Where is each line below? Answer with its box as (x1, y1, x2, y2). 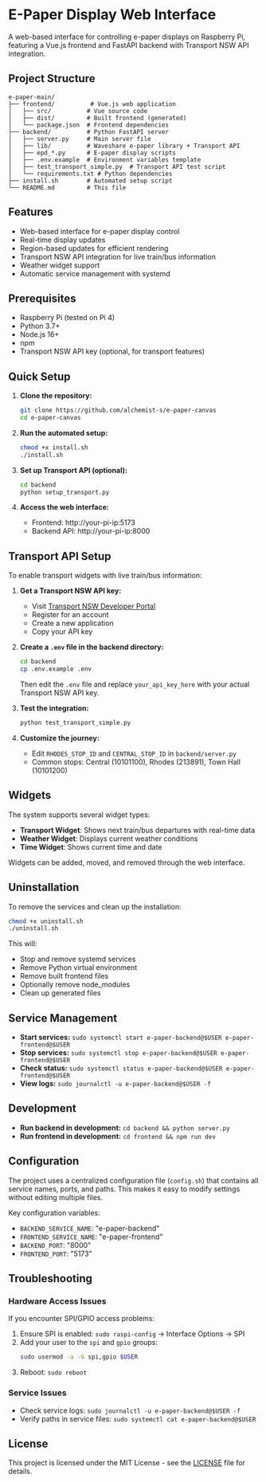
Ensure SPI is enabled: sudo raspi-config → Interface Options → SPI (19, 1329, 245, 1339)
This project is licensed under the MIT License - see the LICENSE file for (8, 1458, 245, 1468)
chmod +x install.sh (19, 444, 88, 452)
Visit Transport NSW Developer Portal (31, 601, 156, 611)
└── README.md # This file (8, 183, 127, 192)
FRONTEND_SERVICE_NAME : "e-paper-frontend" (19, 1232, 163, 1242)
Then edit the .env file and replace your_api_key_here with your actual (19, 679, 250, 689)
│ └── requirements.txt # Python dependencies (8, 170, 173, 178)
